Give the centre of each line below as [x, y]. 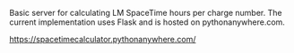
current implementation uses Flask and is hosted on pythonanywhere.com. [147, 22]
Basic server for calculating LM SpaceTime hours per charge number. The [146, 13]
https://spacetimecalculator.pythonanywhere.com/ [103, 39]
